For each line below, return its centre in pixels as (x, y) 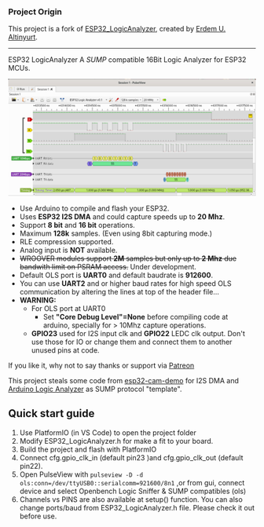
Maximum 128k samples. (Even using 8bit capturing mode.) (116, 233)
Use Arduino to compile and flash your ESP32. (94, 209)
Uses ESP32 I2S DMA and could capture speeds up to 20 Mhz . (122, 217)
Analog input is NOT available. (68, 251)
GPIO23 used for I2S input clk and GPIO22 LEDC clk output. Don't (138, 334)
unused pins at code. (65, 350)
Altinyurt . (23, 37)
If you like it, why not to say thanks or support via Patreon (101, 366)
